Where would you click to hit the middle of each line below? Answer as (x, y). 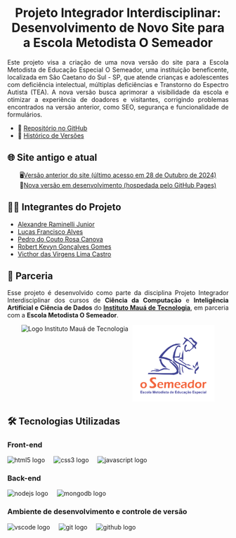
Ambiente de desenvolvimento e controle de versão (97, 512)
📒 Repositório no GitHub (52, 128)
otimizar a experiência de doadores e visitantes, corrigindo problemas (118, 99)
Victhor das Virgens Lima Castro (64, 254)
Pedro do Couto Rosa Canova (60, 239)
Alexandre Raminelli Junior (56, 224)
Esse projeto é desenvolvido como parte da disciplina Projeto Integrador (118, 293)
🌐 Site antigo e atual (52, 158)
